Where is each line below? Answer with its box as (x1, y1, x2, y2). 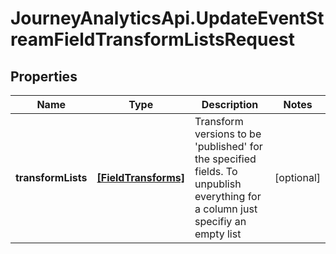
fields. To (194, 165, 238, 178)
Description (201, 98, 259, 111)
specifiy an (194, 215, 247, 228)
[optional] (274, 171, 321, 184)
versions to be (194, 127, 262, 141)
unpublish (194, 177, 242, 191)
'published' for (194, 140, 263, 153)
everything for (194, 190, 262, 203)
